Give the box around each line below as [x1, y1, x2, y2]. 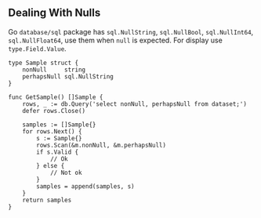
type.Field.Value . [8, 43, 67, 53]
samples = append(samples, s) [36, 182, 135, 191]
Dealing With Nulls [8, 6, 101, 20]
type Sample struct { [8, 59, 79, 67]
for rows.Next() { [22, 127, 82, 136]
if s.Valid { [36, 148, 79, 156]
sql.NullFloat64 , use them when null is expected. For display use [8, 35, 223, 45]
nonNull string [22, 66, 86, 74]
